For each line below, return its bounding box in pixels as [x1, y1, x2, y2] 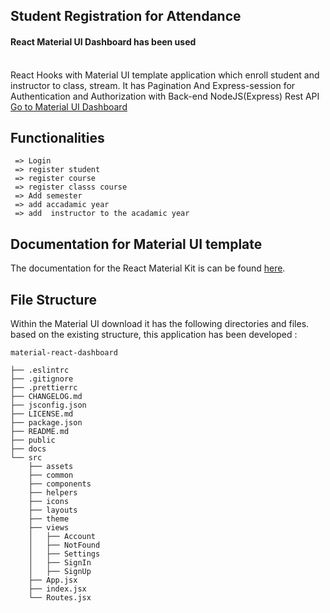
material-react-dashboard [10, 348, 118, 358]
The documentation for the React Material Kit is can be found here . [10, 262, 286, 274]
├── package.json [10, 418, 83, 428]
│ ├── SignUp [28, 567, 92, 577]
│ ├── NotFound [28, 540, 101, 551]
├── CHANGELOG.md [10, 392, 83, 402]
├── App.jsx [28, 575, 78, 586]
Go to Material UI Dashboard [10, 100, 128, 113]
